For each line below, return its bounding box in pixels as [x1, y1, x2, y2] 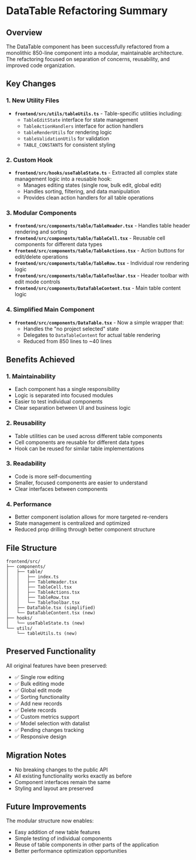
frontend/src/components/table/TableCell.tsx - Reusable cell [14, 235, 165, 242]
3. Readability [6, 460, 46, 468]
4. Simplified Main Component [6, 306, 95, 314]
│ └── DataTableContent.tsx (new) [6, 610, 96, 615]
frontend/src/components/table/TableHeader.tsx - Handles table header [14, 222, 191, 229]
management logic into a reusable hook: [14, 175, 112, 182]
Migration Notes [6, 751, 66, 761]
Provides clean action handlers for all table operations [23, 194, 154, 201]
